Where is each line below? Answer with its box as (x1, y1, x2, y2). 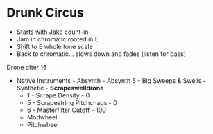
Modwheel (26, 113, 58, 122)
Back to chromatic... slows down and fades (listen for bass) (16, 50, 187, 58)
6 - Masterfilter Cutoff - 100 (26, 106, 107, 114)
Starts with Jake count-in (16, 28, 89, 36)
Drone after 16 (6, 63, 47, 71)
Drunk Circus (6, 5, 84, 21)
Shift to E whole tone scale (16, 42, 93, 50)
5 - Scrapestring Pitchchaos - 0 (26, 98, 117, 106)
